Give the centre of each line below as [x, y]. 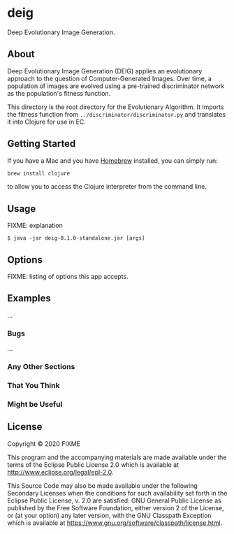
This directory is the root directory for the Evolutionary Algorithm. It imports [116, 107]
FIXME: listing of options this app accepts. [68, 277]
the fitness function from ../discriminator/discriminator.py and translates [116, 114]
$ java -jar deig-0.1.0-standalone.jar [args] [76, 238]
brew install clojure [39, 173]
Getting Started [42, 144]
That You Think [34, 386]
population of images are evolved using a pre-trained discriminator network [116, 86]
